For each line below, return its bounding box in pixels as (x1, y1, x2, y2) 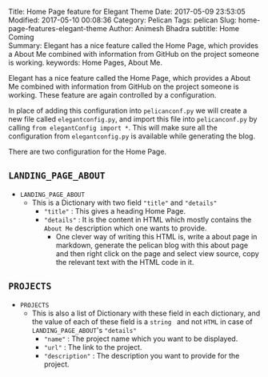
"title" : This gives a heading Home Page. (43, 206, 186, 215)
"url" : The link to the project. (43, 342, 142, 351)
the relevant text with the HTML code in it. (55, 257, 194, 267)
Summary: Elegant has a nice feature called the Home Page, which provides (8, 41, 258, 50)
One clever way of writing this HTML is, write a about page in (55, 231, 258, 241)
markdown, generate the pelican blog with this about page (55, 240, 249, 250)
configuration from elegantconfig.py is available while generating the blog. (8, 131, 256, 141)
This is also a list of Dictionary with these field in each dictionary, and (31, 308, 261, 318)
